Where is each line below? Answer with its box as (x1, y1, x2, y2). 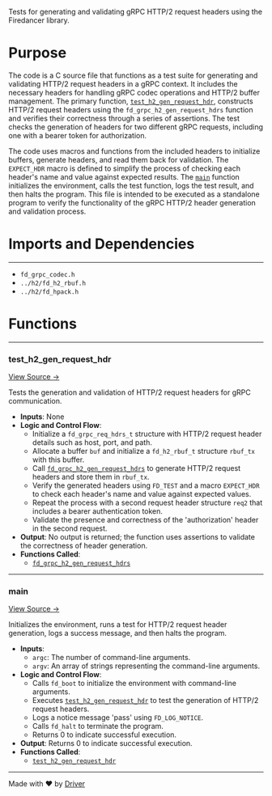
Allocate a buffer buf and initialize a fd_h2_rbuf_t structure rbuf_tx (32, 447, 256, 456)
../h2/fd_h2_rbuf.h (19, 279, 87, 287)
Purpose (8, 44, 67, 62)
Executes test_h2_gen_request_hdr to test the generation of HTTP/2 (32, 696, 259, 705)
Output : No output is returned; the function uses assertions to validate (19, 532, 255, 542)
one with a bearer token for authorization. (8, 130, 147, 140)
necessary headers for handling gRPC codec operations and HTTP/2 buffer (8, 87, 261, 97)
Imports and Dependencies (8, 235, 195, 253)
